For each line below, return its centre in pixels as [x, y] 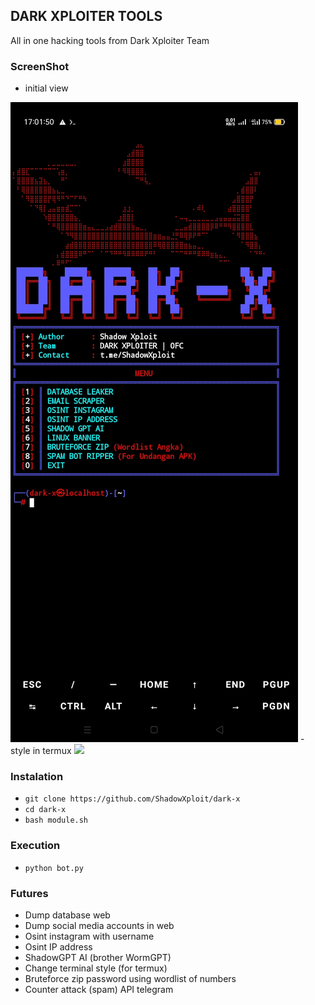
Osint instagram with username [89, 936]
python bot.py [54, 868]
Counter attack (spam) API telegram [99, 989]
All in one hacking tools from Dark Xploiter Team [110, 40]
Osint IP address [58, 947]
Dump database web [67, 915]
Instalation [37, 777]
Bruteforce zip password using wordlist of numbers [130, 978]
